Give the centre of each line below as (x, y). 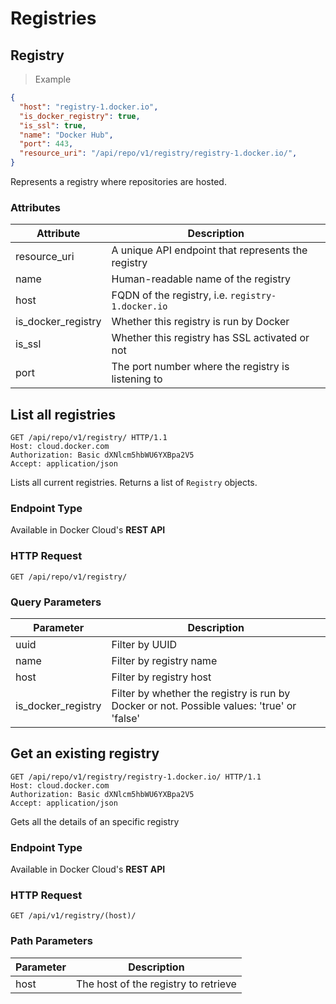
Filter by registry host (161, 677)
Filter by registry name (164, 660)
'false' (126, 718)
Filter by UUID (144, 644)
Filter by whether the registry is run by (201, 693)
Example (53, 79)
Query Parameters (56, 602)
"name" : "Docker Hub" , (66, 135)
